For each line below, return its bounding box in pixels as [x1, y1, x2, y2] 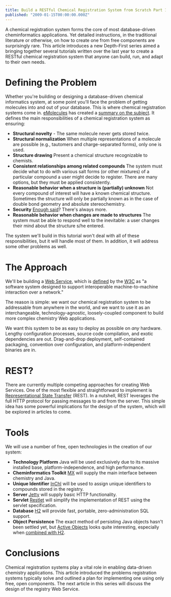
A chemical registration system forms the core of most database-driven [5, 26, 156, 32]
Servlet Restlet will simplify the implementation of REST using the [12, 497, 151, 503]
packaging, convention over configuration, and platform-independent [5, 342, 151, 348]
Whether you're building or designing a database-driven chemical [5, 93, 144, 100]
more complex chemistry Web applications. [5, 315, 96, 322]
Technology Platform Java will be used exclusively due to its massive [12, 459, 159, 465]
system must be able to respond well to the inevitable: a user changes [12, 218, 160, 224]
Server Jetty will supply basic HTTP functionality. [12, 491, 117, 498]
